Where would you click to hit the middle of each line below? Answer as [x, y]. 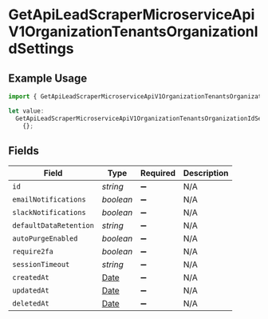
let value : [26, 111]
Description [206, 173]
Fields [24, 151]
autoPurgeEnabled [45, 239]
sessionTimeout [41, 265]
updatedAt [31, 291]
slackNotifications [49, 213]
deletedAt [31, 304]
